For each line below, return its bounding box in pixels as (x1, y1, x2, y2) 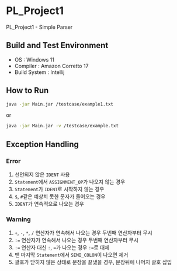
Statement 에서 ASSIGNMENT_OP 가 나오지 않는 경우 (14, 178, 126, 185)
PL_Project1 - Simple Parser (6, 23, 73, 31)
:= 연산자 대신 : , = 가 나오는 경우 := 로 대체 (14, 244, 110, 251)
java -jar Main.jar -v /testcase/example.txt (6, 123, 119, 129)
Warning (6, 215, 31, 223)
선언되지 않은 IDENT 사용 (14, 171, 70, 178)
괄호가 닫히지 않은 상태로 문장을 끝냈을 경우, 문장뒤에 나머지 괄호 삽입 (14, 259, 172, 266)
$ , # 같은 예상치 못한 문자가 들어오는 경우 (14, 193, 106, 200)
